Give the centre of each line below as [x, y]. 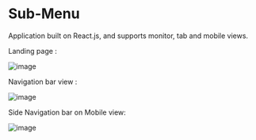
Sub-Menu [44, 14]
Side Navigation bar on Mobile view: [67, 112]
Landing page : [33, 51]
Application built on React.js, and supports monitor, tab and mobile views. [128, 36]
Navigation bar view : [43, 81]
